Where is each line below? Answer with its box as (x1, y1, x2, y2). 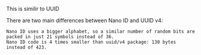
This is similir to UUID (6, 5, 60, 12)
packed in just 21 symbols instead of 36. (6, 34, 114, 40)
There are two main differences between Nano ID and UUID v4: (6, 17, 164, 24)
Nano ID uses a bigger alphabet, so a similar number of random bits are (6, 28, 196, 34)
